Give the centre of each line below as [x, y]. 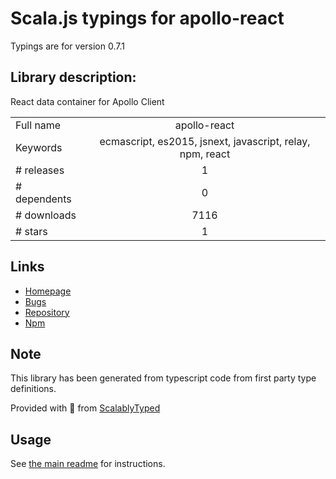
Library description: [73, 77]
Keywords [39, 147]
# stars [31, 231]
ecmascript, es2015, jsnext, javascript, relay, [205, 141]
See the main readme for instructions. [88, 464]
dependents [43, 199]
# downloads [46, 215]
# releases [40, 170]
